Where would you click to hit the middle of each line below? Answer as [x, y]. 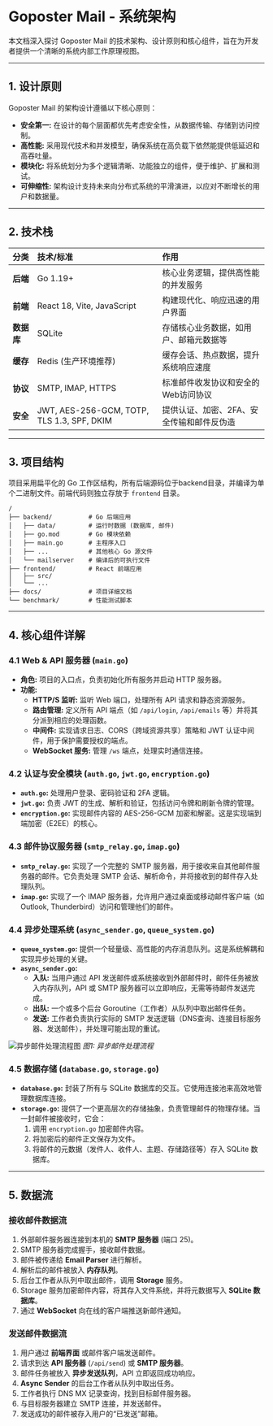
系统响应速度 [186, 367]
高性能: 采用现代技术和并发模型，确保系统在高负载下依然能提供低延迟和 [140, 145]
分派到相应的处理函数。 [71, 720]
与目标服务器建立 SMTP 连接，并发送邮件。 [93, 1404]
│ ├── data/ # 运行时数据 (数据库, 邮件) [91, 526]
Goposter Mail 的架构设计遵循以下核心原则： [83, 107]
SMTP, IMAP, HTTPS [76, 388]
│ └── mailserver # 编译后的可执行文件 [79, 561]
